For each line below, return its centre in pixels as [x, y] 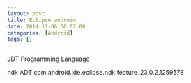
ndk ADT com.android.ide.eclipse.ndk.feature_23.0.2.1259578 [96, 73]
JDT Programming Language [48, 59]
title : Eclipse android [42, 20]
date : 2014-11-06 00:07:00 [46, 26]
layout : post [26, 13]
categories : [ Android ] [40, 33]
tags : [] [20, 39]
